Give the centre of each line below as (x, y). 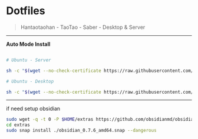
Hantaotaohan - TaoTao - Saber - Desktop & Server (83, 27)
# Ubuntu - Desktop (30, 81)
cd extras (18, 125)
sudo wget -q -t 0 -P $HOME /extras (50, 120)
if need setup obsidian (33, 109)
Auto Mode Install (28, 44)
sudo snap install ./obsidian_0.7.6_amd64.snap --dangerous (82, 131)
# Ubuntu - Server (29, 60)
